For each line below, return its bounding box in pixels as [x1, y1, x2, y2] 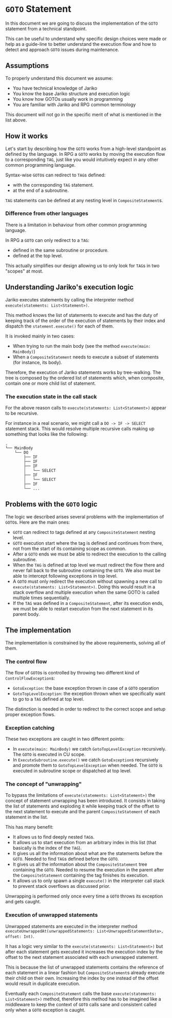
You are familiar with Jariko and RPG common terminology [12, 101, 136, 108]
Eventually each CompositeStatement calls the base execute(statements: [5, 990, 157, 996]
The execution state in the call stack [5, 393, 97, 400]
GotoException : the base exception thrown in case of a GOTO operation [12, 685, 159, 691]
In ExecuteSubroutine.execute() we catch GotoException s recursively [12, 757, 159, 763]
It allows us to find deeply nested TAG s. [12, 834, 95, 840]
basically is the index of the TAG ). [12, 845, 82, 851]
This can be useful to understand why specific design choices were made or [5, 35, 167, 42]
